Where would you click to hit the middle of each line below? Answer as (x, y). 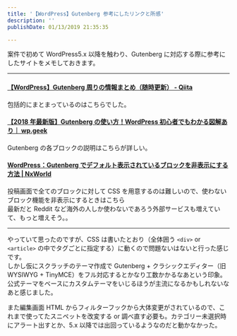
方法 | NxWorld (29, 174)
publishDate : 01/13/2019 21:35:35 (58, 27)
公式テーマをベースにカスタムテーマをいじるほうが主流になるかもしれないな (119, 283)
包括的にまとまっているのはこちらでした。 (69, 104)
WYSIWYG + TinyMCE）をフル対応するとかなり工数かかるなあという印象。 (117, 274)
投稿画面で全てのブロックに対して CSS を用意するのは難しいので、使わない (117, 191)
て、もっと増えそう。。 (39, 217)
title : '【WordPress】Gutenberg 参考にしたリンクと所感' (86, 14)
